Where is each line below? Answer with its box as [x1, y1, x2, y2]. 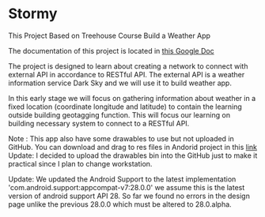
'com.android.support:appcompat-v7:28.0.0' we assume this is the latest [8, 182, 245, 192]
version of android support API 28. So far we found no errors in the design [8, 191, 251, 200]
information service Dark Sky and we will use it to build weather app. [8, 78, 232, 88]
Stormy [8, 5, 58, 23]
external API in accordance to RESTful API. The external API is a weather [8, 69, 245, 79]
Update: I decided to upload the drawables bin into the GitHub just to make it [8, 151, 258, 160]
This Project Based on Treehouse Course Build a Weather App [8, 31, 211, 40]
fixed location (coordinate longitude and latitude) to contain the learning [8, 102, 243, 111]
